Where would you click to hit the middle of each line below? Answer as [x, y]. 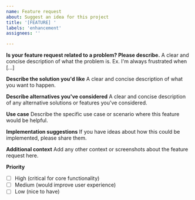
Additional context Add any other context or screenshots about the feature [97, 150]
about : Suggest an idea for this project [58, 17]
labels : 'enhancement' [34, 28]
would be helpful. [27, 120]
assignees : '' [23, 33]
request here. [22, 155]
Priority [16, 167]
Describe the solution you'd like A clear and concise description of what [95, 79]
